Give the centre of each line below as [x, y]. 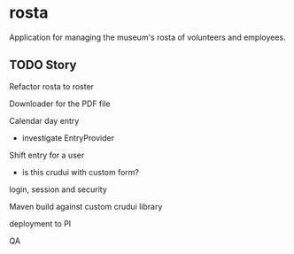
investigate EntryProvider [68, 138]
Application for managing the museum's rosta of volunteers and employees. [147, 37]
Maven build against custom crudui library [86, 206]
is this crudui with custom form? [81, 172]
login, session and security [58, 189]
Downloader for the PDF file [60, 104]
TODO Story [43, 65]
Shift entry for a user [47, 155]
